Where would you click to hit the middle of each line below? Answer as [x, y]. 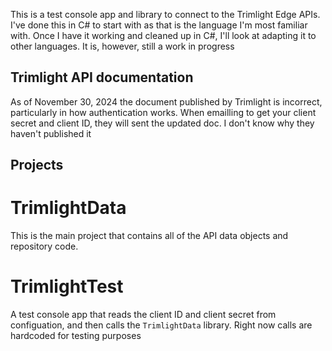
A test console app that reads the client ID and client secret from [143, 315]
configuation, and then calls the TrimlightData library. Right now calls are [161, 325]
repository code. [44, 246]
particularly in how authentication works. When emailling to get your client [163, 112]
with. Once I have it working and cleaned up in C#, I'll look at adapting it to [163, 35]
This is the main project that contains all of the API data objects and [149, 236]
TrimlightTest [67, 286]
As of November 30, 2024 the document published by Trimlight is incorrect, [166, 101]
